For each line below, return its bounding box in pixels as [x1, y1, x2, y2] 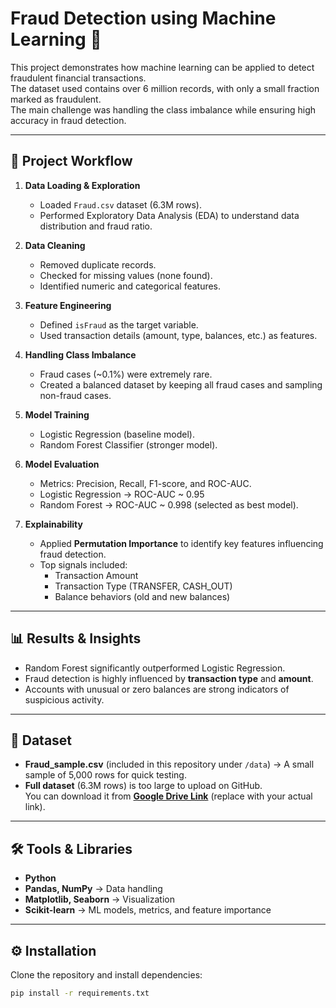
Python [24, 872, 57, 884]
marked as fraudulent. [10, 93, 102, 105]
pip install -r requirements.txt [10, 988, 150, 998]
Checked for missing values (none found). [39, 269, 213, 281]
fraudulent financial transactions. [10, 72, 147, 84]
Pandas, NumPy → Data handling [24, 883, 163, 895]
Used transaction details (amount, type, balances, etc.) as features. [39, 329, 318, 341]
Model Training [24, 408, 90, 421]
